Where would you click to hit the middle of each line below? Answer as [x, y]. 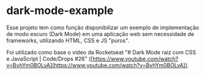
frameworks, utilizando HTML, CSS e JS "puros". [68, 40]
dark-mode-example [60, 11]
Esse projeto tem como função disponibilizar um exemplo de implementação [103, 27]
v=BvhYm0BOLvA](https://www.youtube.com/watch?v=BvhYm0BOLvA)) [97, 65]
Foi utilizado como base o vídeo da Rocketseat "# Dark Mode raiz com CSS [101, 52]
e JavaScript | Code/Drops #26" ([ [50, 59]
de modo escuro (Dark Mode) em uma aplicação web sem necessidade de [100, 34]
